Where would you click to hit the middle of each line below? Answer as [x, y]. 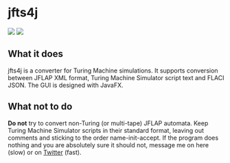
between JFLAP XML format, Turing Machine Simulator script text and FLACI [116, 77]
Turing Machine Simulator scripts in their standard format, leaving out [106, 130]
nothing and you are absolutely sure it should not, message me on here [108, 145]
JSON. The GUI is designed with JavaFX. [66, 85]
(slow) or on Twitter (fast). [45, 152]
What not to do [40, 106]
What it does [36, 54]
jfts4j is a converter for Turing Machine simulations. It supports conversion [113, 71]
